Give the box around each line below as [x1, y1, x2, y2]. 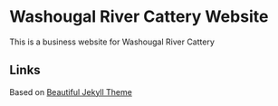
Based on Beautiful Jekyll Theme [9, 86, 133, 97]
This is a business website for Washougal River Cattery [9, 36, 216, 47]
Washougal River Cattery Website [9, 6, 269, 27]
